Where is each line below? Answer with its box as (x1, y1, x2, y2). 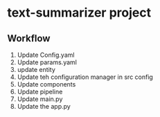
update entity (17, 66, 55, 73)
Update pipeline (17, 88, 63, 96)
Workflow (7, 33, 51, 44)
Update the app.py (17, 102, 71, 110)
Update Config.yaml (17, 51, 75, 59)
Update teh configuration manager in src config (17, 73, 154, 81)
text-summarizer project (7, 5, 151, 21)
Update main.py (17, 95, 63, 103)
